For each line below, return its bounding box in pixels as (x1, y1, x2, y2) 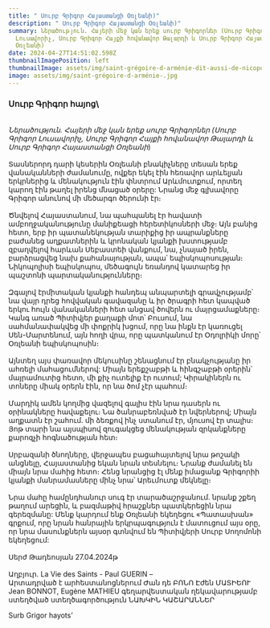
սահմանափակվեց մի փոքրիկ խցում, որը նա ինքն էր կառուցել (8, 321, 243, 330)
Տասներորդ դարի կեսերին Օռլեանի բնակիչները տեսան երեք (8, 158, 239, 169)
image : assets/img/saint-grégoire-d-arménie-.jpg (8, 72, 178, 80)
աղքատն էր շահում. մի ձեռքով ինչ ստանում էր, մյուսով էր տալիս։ (8, 415, 254, 425)
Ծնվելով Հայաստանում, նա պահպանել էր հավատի (8, 210, 202, 220)
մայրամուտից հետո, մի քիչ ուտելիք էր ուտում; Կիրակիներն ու (8, 372, 241, 382)
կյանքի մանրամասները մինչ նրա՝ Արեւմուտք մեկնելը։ (8, 475, 211, 485)
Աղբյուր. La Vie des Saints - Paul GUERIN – (8, 568, 153, 579)
